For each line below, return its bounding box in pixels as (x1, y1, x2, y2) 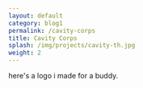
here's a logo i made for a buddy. (8, 71, 119, 80)
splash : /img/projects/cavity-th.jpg (8, 42, 136, 50)
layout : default (8, 11, 63, 20)
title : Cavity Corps (8, 34, 78, 42)
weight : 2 (8, 49, 42, 57)
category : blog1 (8, 19, 63, 27)
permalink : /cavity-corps (8, 26, 95, 34)
